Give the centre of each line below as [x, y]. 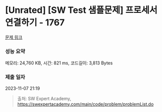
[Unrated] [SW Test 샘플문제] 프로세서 [81, 10]
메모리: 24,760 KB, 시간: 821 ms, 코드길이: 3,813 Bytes [59, 63]
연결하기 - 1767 [35, 23]
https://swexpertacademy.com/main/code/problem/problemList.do [85, 104]
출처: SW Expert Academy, [44, 98]
